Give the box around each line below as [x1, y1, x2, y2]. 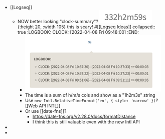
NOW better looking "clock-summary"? [17, 19, 99, 24]
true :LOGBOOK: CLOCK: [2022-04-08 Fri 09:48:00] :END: [17, 29, 139, 35]
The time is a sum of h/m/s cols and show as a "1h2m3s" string [25, 92, 155, 98]
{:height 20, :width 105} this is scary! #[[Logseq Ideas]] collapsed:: [17, 24, 155, 30]
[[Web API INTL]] [25, 103, 61, 109]
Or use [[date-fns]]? [25, 108, 67, 114]
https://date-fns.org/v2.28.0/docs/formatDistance [32, 113, 136, 119]
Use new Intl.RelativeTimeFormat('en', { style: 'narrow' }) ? [25, 97, 158, 103]
